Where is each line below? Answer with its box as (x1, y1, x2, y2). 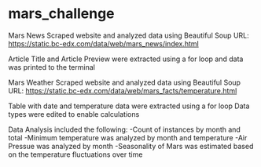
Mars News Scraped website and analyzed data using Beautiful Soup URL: (8, 31, 249, 40)
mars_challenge (8, 5, 116, 23)
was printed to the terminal (8, 62, 96, 71)
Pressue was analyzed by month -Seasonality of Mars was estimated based (8, 141, 254, 151)
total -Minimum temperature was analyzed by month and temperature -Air (8, 133, 248, 142)
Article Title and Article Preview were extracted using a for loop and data (8, 54, 244, 64)
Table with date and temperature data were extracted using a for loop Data (8, 101, 250, 111)
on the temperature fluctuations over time (8, 150, 143, 159)
